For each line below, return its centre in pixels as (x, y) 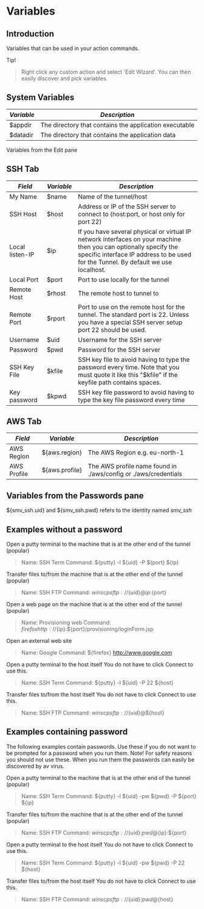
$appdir (21, 125)
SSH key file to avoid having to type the (134, 359)
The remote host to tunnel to (118, 293)
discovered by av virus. (36, 766)
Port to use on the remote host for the (131, 307)
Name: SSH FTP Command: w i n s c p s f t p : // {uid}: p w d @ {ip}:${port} (104, 832)
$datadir (22, 135)
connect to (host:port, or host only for (131, 214)
